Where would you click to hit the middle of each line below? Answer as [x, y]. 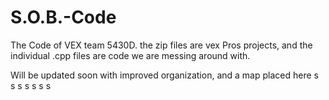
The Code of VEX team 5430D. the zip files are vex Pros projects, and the [161, 45]
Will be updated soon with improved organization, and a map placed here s [164, 75]
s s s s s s [31, 85]
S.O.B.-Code [63, 17]
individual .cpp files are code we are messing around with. [130, 55]
